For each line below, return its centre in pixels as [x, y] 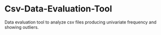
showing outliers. [22, 27]
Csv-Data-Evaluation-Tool [58, 9]
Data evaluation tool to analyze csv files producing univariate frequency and [80, 22]
